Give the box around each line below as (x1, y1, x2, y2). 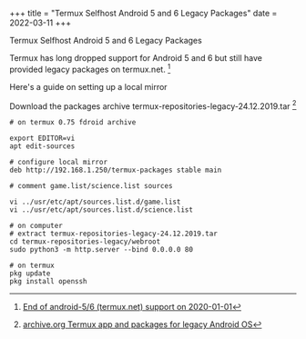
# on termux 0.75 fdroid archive (9, 118, 137, 127)
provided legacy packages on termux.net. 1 (9, 63, 171, 75)
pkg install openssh (9, 277, 88, 286)
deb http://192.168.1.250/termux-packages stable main (9, 165, 222, 175)
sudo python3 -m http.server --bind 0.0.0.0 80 (9, 245, 194, 254)
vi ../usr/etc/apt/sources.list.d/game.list (9, 197, 181, 207)
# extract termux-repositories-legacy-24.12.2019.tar (9, 229, 219, 239)
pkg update (9, 269, 51, 278)
